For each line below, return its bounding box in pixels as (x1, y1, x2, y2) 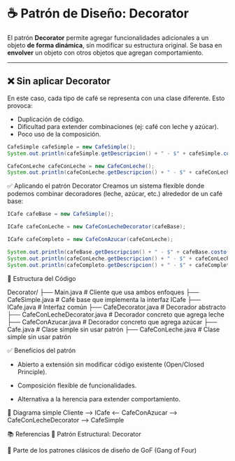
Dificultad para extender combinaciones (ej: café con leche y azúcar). (17, 122, 219, 130)
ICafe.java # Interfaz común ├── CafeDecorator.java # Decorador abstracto (7, 303, 226, 311)
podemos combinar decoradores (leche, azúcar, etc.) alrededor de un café (7, 190, 222, 198)
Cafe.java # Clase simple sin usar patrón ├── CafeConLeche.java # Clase (7, 325, 220, 333)
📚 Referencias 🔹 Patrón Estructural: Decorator (7, 429, 141, 438)
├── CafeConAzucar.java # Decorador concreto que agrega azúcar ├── (7, 317, 218, 326)
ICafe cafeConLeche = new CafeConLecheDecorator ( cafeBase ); (7, 223, 187, 230)
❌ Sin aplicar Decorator (7, 75, 111, 88)
